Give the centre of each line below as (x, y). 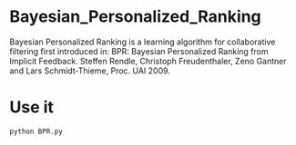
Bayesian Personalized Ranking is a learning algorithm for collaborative (143, 42)
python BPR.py (36, 131)
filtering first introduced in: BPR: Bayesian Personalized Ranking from (139, 51)
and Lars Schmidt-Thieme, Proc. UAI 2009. (90, 71)
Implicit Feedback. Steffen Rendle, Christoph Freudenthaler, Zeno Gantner (148, 61)
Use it (32, 107)
